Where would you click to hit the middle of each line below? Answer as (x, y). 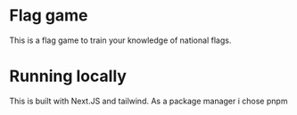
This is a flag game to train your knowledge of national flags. (120, 40)
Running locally (68, 76)
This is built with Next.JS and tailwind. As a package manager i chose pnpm (148, 101)
